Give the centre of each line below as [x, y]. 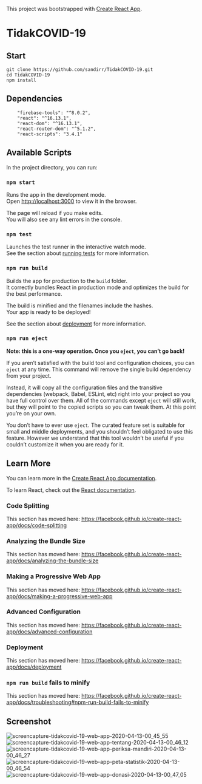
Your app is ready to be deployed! [49, 312]
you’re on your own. [31, 413]
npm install [21, 80]
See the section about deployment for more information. [76, 324]
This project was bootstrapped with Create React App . [74, 9]
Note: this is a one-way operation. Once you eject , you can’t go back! [96, 351]
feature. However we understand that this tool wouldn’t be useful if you [95, 438]
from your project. [29, 375]
